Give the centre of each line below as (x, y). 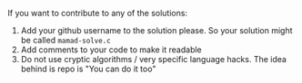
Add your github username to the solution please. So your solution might (156, 30)
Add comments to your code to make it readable (111, 50)
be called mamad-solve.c (65, 40)
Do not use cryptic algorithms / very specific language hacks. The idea (154, 59)
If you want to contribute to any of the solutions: (97, 13)
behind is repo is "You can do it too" (88, 69)
